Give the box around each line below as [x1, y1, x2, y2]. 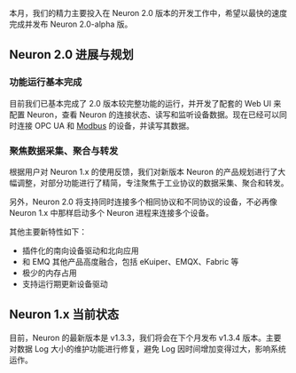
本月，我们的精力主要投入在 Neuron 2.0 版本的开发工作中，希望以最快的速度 [9, 8, 288, 18]
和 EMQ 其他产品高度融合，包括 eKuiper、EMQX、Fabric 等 [21, 256, 239, 266]
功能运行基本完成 [9, 76, 82, 89]
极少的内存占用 [21, 267, 77, 278]
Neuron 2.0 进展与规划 [9, 47, 135, 62]
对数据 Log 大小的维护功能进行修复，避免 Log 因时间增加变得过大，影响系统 [9, 343, 286, 353]
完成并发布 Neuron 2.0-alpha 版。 [9, 19, 133, 29]
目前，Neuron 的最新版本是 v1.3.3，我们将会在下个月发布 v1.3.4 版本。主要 [9, 332, 282, 343]
